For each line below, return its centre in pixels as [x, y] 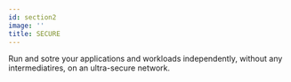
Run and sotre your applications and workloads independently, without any [145, 59]
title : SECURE [35, 34]
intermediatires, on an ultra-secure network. [89, 68]
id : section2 [32, 17]
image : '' [27, 26]
